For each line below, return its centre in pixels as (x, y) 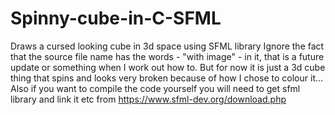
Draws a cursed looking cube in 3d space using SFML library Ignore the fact (167, 46)
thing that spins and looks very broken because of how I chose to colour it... (167, 78)
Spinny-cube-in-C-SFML (116, 18)
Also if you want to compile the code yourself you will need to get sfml (155, 88)
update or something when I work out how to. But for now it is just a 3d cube (168, 67)
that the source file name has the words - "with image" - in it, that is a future (167, 56)
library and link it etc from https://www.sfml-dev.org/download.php (148, 99)
